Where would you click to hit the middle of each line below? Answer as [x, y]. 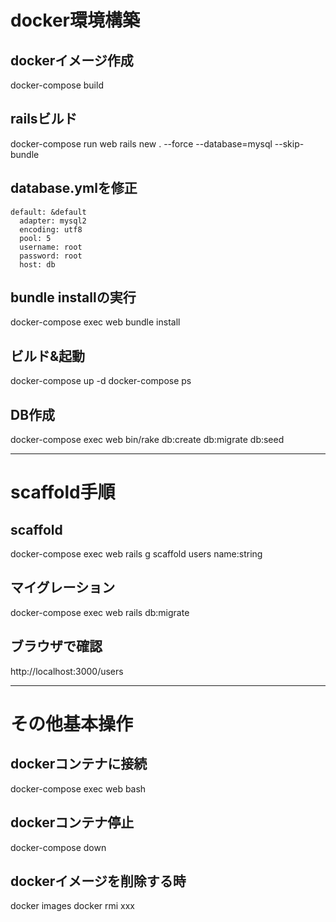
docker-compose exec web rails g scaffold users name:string [136, 554]
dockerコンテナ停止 [72, 822]
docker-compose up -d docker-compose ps [101, 381]
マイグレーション [63, 587]
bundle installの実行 [73, 297]
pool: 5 [35, 238]
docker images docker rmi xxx [73, 906]
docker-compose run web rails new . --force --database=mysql [141, 143]
